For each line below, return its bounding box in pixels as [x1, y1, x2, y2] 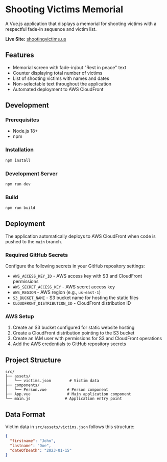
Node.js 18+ [12, 128, 38, 134]
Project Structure [5, 355, 61, 364]
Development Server [5, 170, 58, 177]
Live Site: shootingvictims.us [5, 36, 66, 42]
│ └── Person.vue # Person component [5, 387, 109, 392]
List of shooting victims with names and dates [12, 75, 110, 81]
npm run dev [5, 181, 31, 186]
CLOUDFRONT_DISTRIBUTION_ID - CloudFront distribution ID [12, 300, 131, 306]
